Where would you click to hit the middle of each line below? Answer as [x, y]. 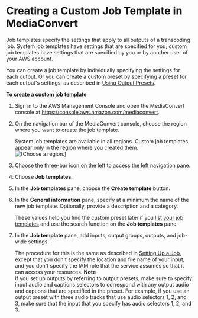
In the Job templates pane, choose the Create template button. [92, 188]
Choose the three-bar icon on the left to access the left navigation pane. [103, 165]
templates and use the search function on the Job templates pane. [96, 224]
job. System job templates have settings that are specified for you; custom [97, 46]
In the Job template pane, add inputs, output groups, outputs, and [95, 235]
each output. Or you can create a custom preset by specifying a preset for [97, 76]
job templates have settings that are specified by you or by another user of [97, 52]
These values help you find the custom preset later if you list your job [99, 217]
